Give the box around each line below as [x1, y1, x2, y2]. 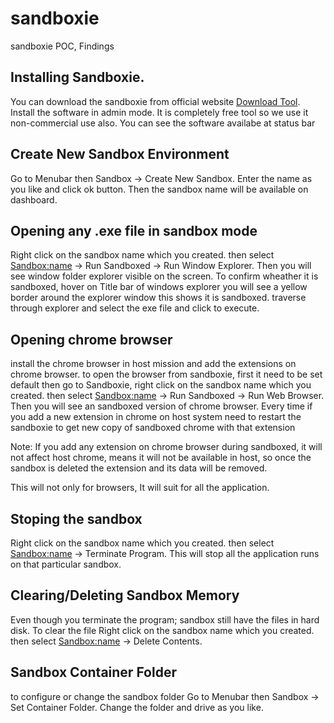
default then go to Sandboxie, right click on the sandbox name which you [10, 379, 312, 391]
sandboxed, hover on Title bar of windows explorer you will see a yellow [10, 281, 308, 293]
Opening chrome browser [10, 331, 173, 348]
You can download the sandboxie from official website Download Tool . [10, 95, 301, 107]
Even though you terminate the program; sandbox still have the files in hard [10, 613, 320, 626]
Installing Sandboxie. [10, 69, 145, 86]
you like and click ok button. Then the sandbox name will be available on [10, 183, 309, 195]
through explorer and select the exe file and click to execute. [10, 302, 260, 314]
